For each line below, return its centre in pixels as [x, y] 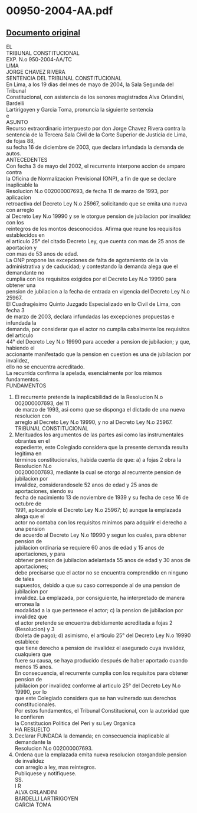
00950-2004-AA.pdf [60, 11]
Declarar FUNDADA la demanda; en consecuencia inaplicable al [92, 736]
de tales [24, 579]
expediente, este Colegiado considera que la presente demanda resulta [101, 447]
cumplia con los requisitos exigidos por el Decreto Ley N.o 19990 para [91, 279]
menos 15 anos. [34, 667]
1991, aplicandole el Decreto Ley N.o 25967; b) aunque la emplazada [98, 510]
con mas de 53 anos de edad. [42, 254]
